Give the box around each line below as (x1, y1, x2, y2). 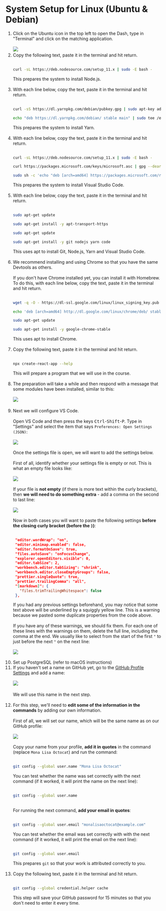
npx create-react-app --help (12, 361, 73, 366)
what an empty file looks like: (12, 465, 73, 471)
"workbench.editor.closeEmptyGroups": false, (15, 570, 111, 575)
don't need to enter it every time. (12, 900, 80, 906)
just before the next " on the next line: (12, 638, 90, 645)
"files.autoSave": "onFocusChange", (15, 551, 91, 556)
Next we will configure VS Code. (12, 408, 79, 414)
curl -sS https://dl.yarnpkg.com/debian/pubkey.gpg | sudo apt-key (12, 107, 155, 112)
